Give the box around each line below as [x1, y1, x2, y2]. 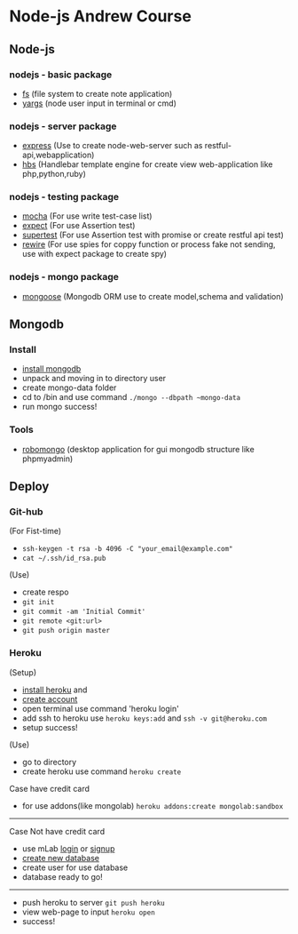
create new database [21, 852, 100, 863]
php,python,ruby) [21, 169, 87, 180]
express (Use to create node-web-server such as [21, 140, 203, 151]
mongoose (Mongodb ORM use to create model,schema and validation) [21, 291, 284, 301]
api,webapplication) [21, 149, 95, 161]
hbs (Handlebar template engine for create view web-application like [21, 159, 273, 170]
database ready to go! [21, 871, 104, 882]
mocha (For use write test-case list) [21, 211, 153, 221]
